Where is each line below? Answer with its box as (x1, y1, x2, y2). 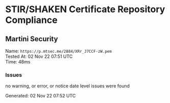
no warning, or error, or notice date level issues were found (5, 83, 130, 89)
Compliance (5, 14, 58, 26)
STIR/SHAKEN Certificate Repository (5, 4, 165, 15)
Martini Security (5, 35, 58, 43)
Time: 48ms (5, 59, 31, 64)
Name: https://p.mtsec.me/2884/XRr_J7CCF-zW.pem (5, 48, 112, 54)
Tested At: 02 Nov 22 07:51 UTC (5, 53, 73, 59)
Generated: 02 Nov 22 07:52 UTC (5, 93, 76, 99)
